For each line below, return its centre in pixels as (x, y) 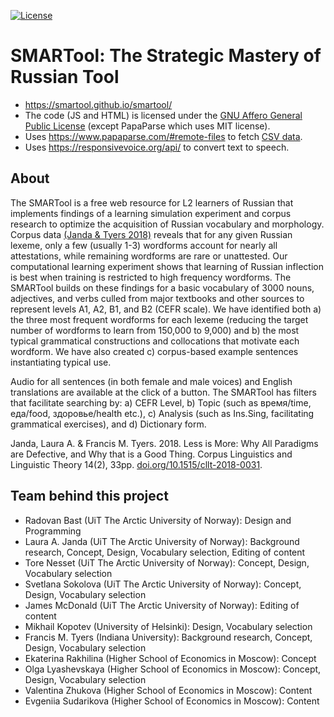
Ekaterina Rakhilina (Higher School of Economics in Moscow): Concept (170, 658)
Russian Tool (65, 77)
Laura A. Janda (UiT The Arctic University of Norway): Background (162, 541)
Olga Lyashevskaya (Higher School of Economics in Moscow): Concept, (173, 669)
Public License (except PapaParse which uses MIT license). (147, 126)
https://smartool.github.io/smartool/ (98, 104)
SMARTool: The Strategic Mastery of (166, 56)
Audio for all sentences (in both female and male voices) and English (151, 381)
